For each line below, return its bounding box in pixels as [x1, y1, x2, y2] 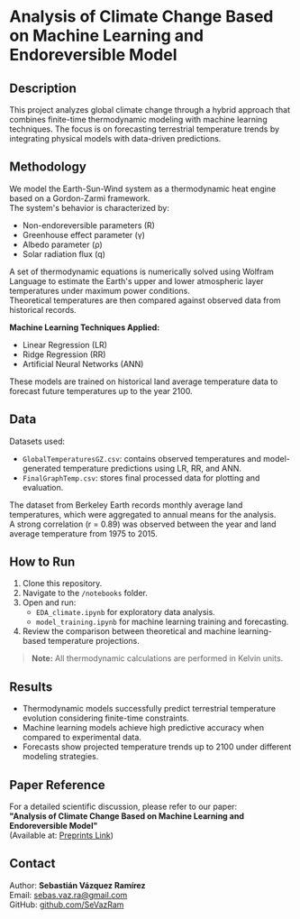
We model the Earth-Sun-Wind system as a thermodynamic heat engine [9, 183, 277, 194]
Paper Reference [9, 777, 105, 793]
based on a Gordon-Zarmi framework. [9, 192, 150, 204]
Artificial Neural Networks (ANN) [22, 358, 144, 369]
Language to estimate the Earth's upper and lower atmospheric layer [9, 275, 264, 286]
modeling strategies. [22, 751, 99, 762]
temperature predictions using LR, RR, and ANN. [62, 463, 241, 473]
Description [9, 80, 77, 96]
